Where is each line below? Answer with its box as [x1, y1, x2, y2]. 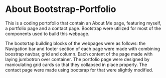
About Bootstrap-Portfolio [5, 3, 116, 15]
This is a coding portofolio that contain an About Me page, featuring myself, [5, 20, 161, 26]
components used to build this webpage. [5, 30, 90, 36]
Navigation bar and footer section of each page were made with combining [5, 45, 160, 51]
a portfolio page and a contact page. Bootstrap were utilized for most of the [5, 25, 161, 31]
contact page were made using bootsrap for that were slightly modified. [5, 66, 153, 73]
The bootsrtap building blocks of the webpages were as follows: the [5, 40, 146, 46]
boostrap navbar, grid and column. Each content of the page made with [5, 51, 153, 57]
